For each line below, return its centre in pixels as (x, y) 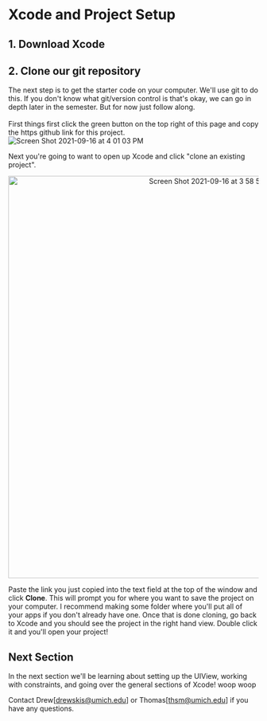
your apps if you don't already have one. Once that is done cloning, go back (132, 615)
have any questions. (41, 709)
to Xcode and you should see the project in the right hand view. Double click (133, 624)
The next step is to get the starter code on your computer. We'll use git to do (133, 90)
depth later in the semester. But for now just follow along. (102, 107)
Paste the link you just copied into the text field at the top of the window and (133, 590)
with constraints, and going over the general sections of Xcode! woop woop (132, 685)
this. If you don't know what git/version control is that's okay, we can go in (130, 99)
